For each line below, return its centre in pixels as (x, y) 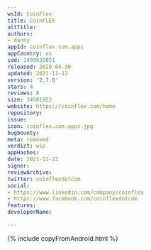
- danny (19, 40)
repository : (25, 113)
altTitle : (22, 27)
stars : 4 (20, 87)
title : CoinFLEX (31, 21)
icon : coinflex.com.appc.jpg (50, 126)
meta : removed (28, 139)
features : (22, 206)
